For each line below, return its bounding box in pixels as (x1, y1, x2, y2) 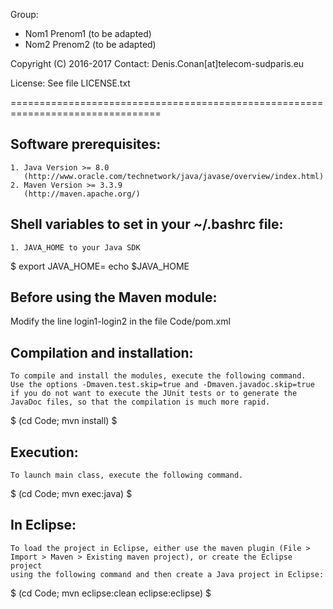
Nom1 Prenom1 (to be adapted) (24, 28, 152, 39)
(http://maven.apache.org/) (23, 189, 141, 199)
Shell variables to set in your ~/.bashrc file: (10, 216, 284, 233)
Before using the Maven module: (10, 289, 218, 306)
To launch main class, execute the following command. (10, 470, 244, 481)
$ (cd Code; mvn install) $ (10, 415, 118, 427)
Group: (10, 9, 39, 20)
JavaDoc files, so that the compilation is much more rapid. (10, 397, 271, 408)
